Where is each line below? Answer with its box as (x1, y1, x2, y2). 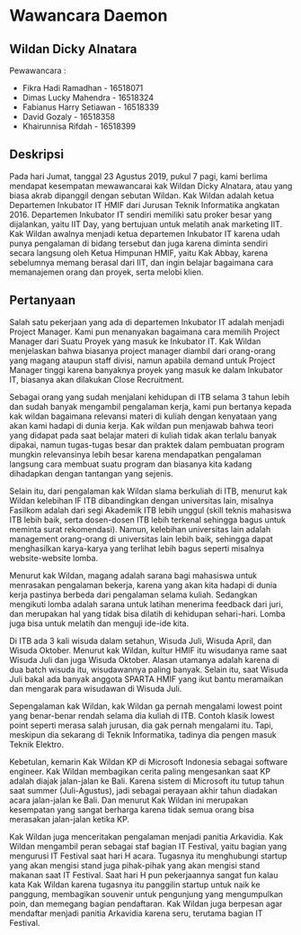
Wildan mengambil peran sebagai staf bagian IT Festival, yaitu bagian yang (9, 840, 288, 851)
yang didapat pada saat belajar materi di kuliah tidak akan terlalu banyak (9, 430, 277, 440)
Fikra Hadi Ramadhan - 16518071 (22, 83, 144, 93)
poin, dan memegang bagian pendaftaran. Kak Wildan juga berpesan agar (9, 898, 283, 909)
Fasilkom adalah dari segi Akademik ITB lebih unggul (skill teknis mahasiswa (9, 504, 292, 515)
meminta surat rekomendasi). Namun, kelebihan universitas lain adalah (9, 523, 271, 534)
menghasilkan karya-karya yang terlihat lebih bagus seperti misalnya (9, 542, 265, 554)
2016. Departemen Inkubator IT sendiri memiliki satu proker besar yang (9, 209, 272, 220)
